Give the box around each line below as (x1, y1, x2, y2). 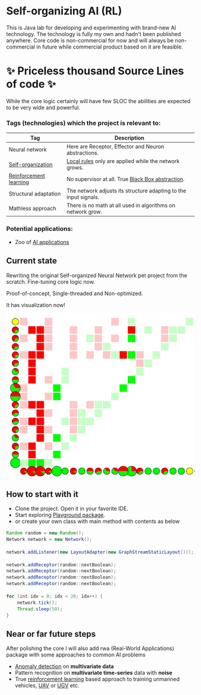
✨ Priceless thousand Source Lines (6, 64, 184, 78)
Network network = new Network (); (6, 537, 93, 543)
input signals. (66, 193, 100, 200)
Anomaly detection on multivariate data (14, 663, 114, 670)
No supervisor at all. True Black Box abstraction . (66, 175, 185, 182)
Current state (6, 256, 57, 266)
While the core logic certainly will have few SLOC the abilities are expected (6, 97, 191, 104)
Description (114, 134, 145, 142)
